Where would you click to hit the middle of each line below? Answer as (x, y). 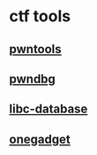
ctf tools (40, 16)
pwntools (35, 49)
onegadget (40, 139)
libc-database (48, 109)
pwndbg (32, 78)
